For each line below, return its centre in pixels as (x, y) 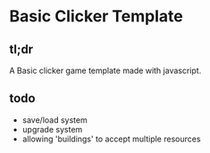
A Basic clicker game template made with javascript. (105, 70)
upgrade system (52, 129)
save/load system (55, 120)
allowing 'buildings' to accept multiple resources (111, 139)
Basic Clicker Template (96, 16)
